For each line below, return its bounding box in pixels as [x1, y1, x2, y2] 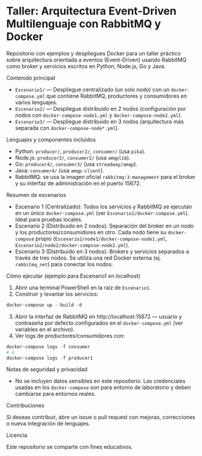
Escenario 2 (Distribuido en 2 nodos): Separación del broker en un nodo [14, 222, 194, 230]
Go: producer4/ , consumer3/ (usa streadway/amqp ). [14, 160, 137, 167]
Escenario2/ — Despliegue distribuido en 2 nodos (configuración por [14, 105, 186, 112]
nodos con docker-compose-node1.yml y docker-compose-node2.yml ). [14, 111, 182, 119]
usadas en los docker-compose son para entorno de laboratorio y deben [14, 384, 191, 391]
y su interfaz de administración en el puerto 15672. [14, 180, 142, 187]
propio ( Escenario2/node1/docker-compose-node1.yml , [35, 235, 168, 242]
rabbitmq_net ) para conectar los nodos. [14, 260, 113, 267]
